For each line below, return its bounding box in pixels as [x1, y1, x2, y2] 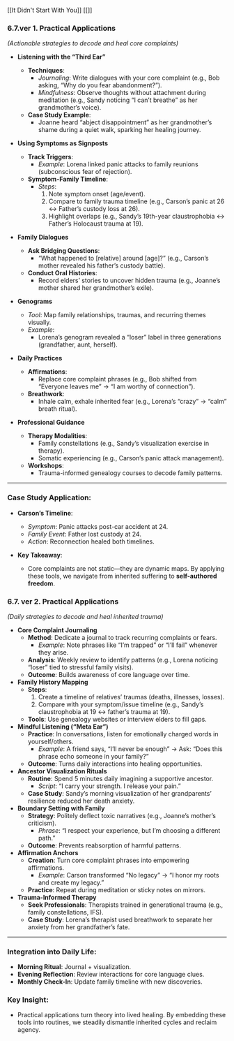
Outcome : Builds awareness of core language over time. [27, 670, 190, 678]
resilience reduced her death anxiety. [27, 796, 135, 805]
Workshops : [27, 461, 64, 470]
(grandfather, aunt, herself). [38, 340, 118, 349]
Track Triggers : [27, 153, 74, 161]
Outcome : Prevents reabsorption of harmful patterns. [27, 841, 181, 850]
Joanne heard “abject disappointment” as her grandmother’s [38, 118, 212, 126]
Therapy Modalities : [27, 432, 88, 440]
